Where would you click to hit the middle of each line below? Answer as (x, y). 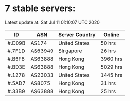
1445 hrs (111, 75)
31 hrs (108, 83)
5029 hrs (111, 67)
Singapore (70, 51)
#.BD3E (17, 67)
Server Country (77, 34)
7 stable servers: (40, 9)
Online (111, 34)
